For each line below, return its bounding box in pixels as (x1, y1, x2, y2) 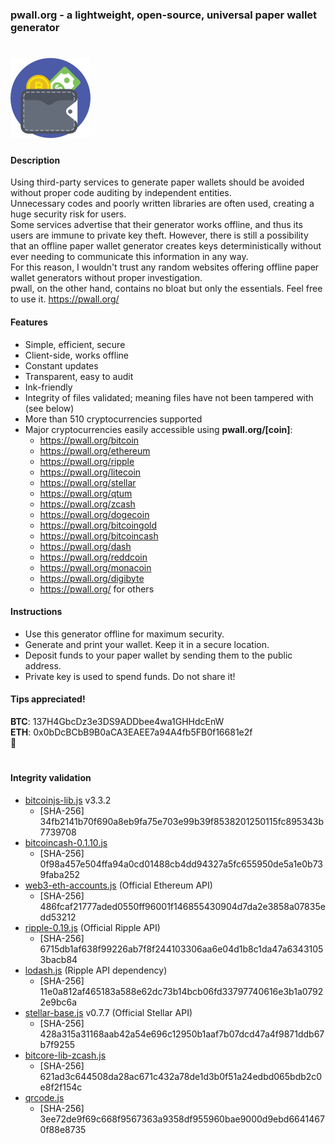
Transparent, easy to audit (24, 370, 134, 382)
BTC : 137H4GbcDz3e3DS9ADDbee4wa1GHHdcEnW (10, 715, 225, 727)
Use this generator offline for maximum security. (24, 628, 225, 640)
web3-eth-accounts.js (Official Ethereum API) (24, 879, 213, 891)
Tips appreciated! (10, 693, 86, 705)
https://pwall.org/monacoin (39, 561, 152, 573)
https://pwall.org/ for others (39, 583, 155, 595)
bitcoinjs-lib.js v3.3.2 (24, 794, 112, 806)
